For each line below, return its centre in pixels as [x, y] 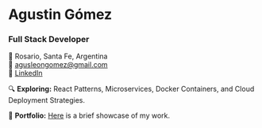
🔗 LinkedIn [25, 73]
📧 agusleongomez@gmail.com [58, 65]
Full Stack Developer [49, 40]
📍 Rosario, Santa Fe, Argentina [58, 56]
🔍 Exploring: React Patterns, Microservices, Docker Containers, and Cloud [131, 89]
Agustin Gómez [60, 15]
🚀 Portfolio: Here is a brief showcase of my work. [89, 115]
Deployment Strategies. [47, 100]
